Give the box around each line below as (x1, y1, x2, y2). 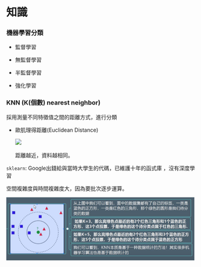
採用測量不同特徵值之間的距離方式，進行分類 (6, 113, 117, 121)
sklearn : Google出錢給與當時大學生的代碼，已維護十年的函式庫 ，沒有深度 (6, 164, 190, 172)
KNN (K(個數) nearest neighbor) (6, 98, 101, 107)
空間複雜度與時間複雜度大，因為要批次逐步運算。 (6, 185, 128, 192)
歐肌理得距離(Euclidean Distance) (14, 126, 99, 133)
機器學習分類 (6, 28, 44, 37)
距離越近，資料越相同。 (14, 152, 73, 159)
